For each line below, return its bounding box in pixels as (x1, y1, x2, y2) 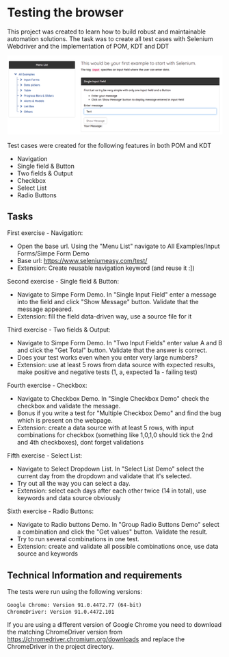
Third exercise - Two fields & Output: (7, 325, 111, 334)
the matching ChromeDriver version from (7, 628, 123, 636)
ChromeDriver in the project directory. (7, 643, 114, 651)
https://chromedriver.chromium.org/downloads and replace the (7, 635, 185, 643)
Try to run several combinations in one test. (16, 535, 140, 543)
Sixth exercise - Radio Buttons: (7, 507, 94, 515)
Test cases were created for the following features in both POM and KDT (7, 141, 212, 149)
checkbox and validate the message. (16, 402, 121, 410)
